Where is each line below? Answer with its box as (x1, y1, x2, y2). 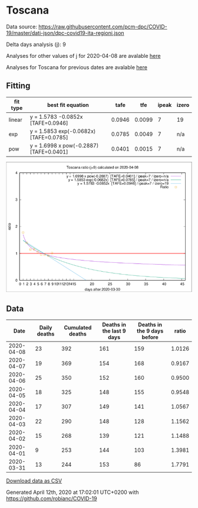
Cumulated (64, 324, 92, 331)
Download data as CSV (6, 477, 62, 484)
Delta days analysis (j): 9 (6, 41, 66, 48)
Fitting (6, 81, 31, 91)
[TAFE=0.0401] (29, 148, 68, 155)
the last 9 (102, 327, 126, 334)
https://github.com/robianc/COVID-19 (6, 495, 97, 502)
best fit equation (47, 101, 90, 108)
